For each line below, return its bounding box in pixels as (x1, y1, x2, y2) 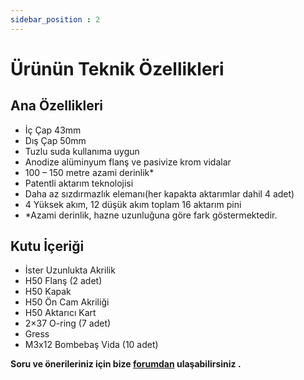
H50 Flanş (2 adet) (24, 275, 103, 287)
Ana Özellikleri (10, 97, 104, 115)
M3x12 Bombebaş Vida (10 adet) (24, 339, 159, 351)
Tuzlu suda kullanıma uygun (24, 145, 140, 157)
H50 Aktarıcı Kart (24, 307, 97, 319)
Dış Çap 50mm (24, 134, 87, 146)
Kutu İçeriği (10, 238, 85, 255)
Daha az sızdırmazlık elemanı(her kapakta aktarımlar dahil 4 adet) (24, 187, 295, 200)
